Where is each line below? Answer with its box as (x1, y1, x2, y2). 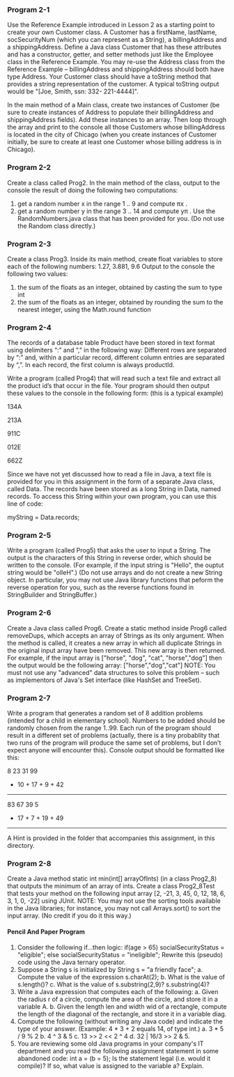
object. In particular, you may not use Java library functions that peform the (7, 576, 224, 584)
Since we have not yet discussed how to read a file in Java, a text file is (7, 470, 212, 479)
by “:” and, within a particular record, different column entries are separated (7, 353, 225, 362)
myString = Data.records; (7, 513, 80, 522)
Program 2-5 (7, 531, 52, 541)
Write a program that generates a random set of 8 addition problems (7, 709, 203, 718)
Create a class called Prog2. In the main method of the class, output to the (7, 178, 221, 187)
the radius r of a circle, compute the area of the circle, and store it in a (17, 995, 218, 1003)
